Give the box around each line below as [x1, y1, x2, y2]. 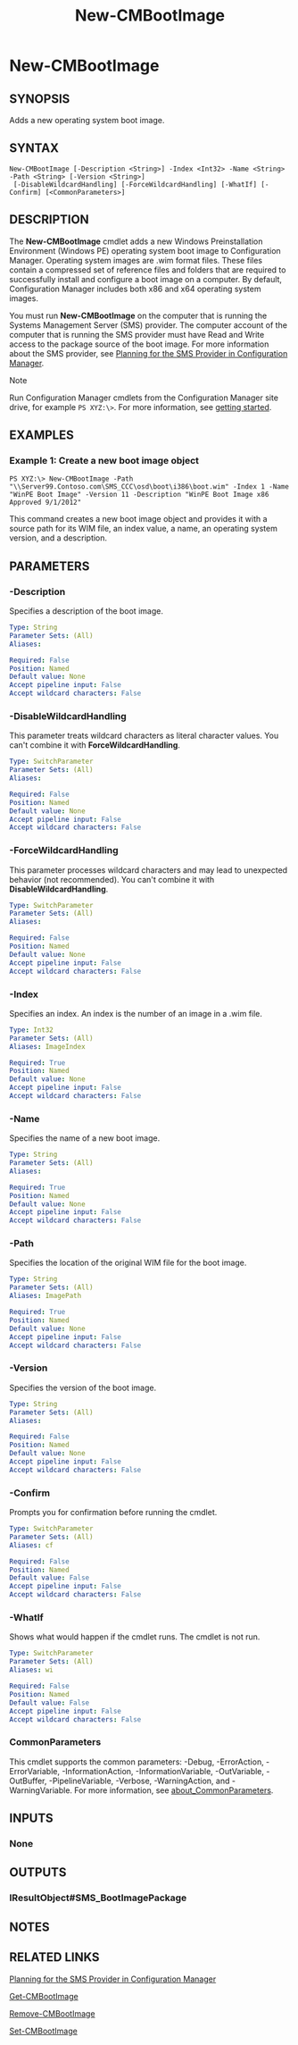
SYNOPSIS [9, 91, 70, 106]
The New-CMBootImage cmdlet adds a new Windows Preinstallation [9, 236, 263, 247]
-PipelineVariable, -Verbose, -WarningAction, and [48, 1775, 230, 1786]
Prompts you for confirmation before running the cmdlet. [9, 1507, 218, 1518]
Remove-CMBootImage [9, 2007, 95, 2019]
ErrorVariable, [9, 1765, 61, 1776]
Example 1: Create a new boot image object [9, 454, 199, 466]
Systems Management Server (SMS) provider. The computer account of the [9, 319, 288, 331]
